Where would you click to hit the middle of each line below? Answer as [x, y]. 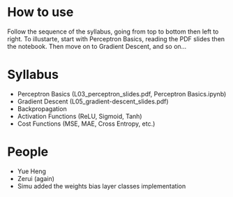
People [28, 152]
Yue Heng [32, 171]
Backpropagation [42, 108]
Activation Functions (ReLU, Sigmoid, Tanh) [80, 116]
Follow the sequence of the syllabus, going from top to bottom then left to [113, 31]
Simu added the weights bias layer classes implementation [102, 186]
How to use [40, 12]
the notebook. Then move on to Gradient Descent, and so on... [97, 46]
